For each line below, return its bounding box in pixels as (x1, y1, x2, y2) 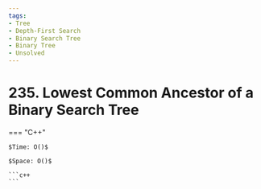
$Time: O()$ (8, 142, 48, 151)
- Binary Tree (8, 42, 56, 50)
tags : (8, 11, 27, 20)
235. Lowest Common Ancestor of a (8, 84, 254, 102)
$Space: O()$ (8, 157, 52, 165)
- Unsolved (8, 49, 45, 57)
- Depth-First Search (8, 27, 81, 35)
